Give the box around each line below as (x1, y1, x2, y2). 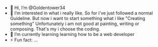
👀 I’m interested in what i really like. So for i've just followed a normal (10, 10, 153, 16)
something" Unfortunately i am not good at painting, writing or (10, 20, 140, 26)
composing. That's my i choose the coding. (10, 26, 100, 32)
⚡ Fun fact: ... (10, 37, 38, 42)
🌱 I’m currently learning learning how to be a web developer (10, 31, 135, 37)
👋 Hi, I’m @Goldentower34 (10, 5, 66, 10)
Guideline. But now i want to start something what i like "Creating (10, 15, 145, 21)
